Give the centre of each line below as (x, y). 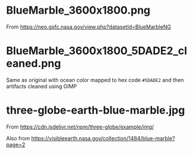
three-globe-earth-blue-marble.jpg (96, 110)
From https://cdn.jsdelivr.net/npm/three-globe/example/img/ (80, 127)
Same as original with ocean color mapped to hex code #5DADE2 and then (95, 80)
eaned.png (34, 64)
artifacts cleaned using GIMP (42, 86)
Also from (18, 138)
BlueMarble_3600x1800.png (78, 10)
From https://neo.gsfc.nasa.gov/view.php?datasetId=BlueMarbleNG (88, 27)
